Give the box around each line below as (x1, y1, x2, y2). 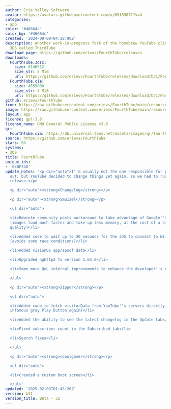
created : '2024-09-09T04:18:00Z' (5, 36, 76, 41)
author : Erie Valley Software (5, 7, 70, 13)
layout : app (5, 112, 31, 117)
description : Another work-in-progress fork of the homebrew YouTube (5, 41, 156, 46)
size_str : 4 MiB (14, 88, 49, 93)
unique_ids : (5, 159, 31, 164)
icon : (5, 103, 17, 108)
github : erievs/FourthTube (5, 98, 63, 103)
